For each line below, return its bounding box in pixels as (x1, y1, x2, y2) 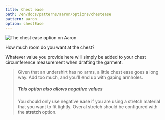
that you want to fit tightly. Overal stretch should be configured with (17, 104, 158, 110)
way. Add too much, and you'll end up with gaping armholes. (17, 74, 143, 80)
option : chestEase (5, 21, 44, 26)
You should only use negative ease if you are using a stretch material (17, 98, 160, 105)
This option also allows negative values (17, 86, 103, 92)
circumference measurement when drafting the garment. (5, 59, 123, 65)
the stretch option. (17, 109, 57, 115)
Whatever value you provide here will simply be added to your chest (5, 54, 146, 60)
